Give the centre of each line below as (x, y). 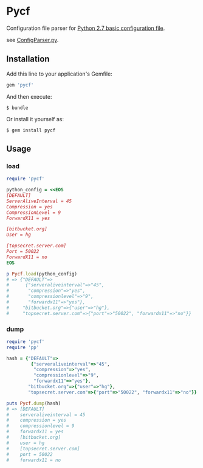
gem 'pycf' (20, 85)
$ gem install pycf (31, 130)
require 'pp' (23, 347)
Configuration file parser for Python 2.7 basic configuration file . (86, 28)
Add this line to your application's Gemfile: (59, 74)
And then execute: (29, 96)
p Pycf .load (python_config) (42, 274)
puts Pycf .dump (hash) (34, 403)
